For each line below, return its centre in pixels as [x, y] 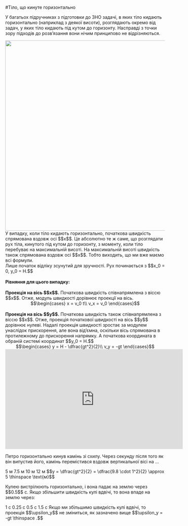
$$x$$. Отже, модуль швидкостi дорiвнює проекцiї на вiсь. [69, 298]
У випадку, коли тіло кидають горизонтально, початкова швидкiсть [78, 233]
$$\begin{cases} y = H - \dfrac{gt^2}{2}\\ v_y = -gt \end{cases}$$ [85, 346]
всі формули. [19, 260]
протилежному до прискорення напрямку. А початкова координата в [81, 336]
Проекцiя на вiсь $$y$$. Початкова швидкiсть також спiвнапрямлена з [83, 314]
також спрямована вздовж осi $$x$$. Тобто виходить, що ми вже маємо [85, 255]
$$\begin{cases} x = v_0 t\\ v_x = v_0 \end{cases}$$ [85, 303]
